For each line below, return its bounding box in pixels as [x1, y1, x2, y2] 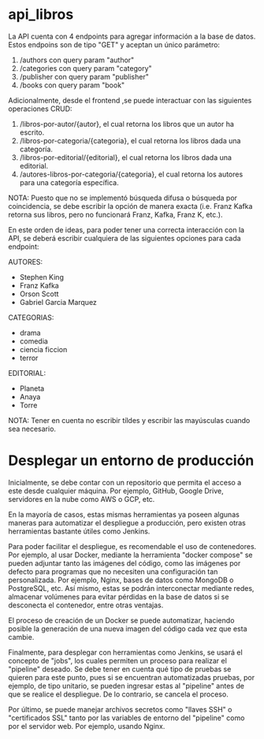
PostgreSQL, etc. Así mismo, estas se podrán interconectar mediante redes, [8, 583, 255, 592]
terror [19, 353, 39, 362]
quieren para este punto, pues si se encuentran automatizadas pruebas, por [8, 672, 255, 682]
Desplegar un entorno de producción [8, 451, 255, 470]
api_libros [8, 6, 74, 24]
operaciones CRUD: [8, 104, 73, 113]
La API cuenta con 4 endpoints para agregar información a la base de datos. [8, 32, 256, 41]
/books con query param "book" [19, 80, 125, 90]
